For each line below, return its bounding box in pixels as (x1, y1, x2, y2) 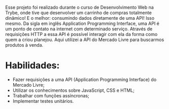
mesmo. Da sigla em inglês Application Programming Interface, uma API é (5, 20, 160, 26)
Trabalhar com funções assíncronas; (12, 92, 90, 98)
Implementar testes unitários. (12, 98, 74, 104)
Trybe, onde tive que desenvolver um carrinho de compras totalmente (5, 10, 152, 16)
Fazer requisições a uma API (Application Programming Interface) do (12, 76, 157, 83)
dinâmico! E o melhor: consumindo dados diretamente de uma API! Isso (5, 15, 155, 21)
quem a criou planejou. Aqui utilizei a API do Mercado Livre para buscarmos (5, 37, 164, 43)
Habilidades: (5, 60, 60, 71)
